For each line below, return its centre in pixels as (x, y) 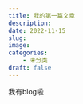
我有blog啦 (26, 91)
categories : (28, 53)
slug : (17, 38)
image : (19, 46)
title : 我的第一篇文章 (42, 16)
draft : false (30, 68)
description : (30, 23)
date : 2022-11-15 (37, 30)
